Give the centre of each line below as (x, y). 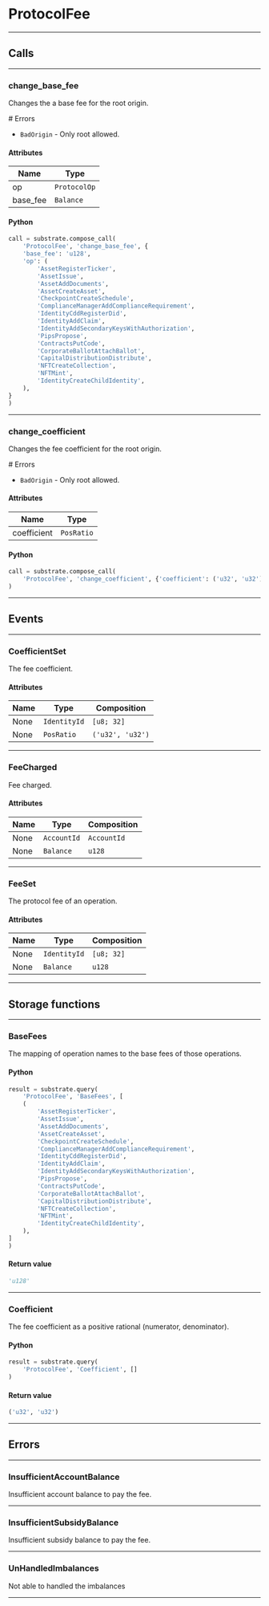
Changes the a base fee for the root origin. (78, 103)
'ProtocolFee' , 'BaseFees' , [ (73, 1097)
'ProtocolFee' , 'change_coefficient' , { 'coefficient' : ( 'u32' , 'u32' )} (145, 579)
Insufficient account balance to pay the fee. (80, 1494)
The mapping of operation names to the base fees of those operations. (125, 1054)
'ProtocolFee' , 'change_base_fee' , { (86, 247)
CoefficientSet (37, 651)
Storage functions (54, 1004)
